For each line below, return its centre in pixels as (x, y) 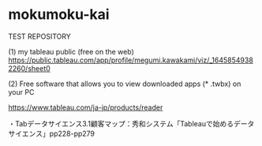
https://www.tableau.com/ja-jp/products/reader (86, 107)
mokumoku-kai (59, 15)
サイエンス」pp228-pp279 (52, 133)
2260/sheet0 (30, 68)
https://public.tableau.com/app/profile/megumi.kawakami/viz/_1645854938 (131, 60)
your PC (21, 92)
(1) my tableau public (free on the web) (71, 51)
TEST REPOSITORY (39, 36)
